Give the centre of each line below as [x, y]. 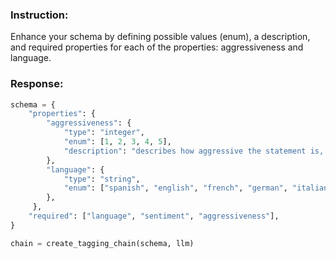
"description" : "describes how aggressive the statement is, [194, 151]
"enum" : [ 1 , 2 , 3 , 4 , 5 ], [117, 142]
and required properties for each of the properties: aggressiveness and [157, 47]
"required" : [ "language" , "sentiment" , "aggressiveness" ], [154, 216]
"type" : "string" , [102, 179]
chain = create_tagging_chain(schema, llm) [102, 243]
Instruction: [39, 15]
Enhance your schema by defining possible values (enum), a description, [160, 37]
